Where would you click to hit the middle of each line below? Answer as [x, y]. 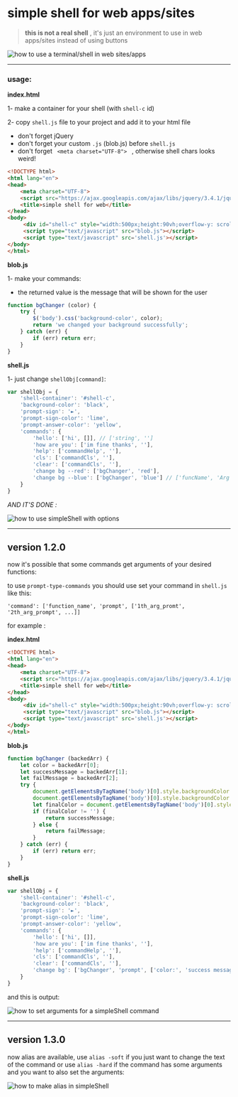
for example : [27, 626]
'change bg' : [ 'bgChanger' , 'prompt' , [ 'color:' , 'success [122, 970]
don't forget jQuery [46, 136]
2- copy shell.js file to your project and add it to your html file [99, 122]
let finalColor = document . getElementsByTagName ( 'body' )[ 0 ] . [125, 805]
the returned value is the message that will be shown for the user [112, 292]
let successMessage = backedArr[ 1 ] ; [74, 772]
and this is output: [34, 997]
